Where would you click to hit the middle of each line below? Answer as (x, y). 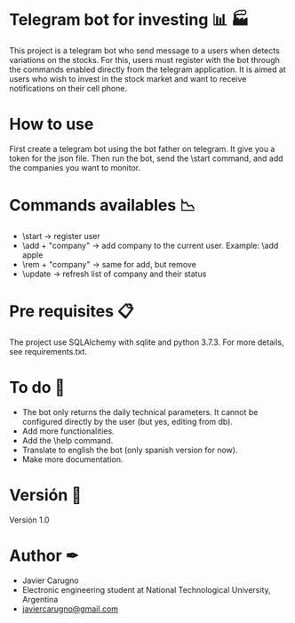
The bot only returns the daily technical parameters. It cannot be (140, 411)
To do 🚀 (37, 387)
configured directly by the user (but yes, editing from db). (128, 421)
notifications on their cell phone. (68, 88)
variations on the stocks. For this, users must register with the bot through (144, 60)
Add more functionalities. (68, 431)
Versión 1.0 (29, 520)
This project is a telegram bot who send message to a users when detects (144, 50)
